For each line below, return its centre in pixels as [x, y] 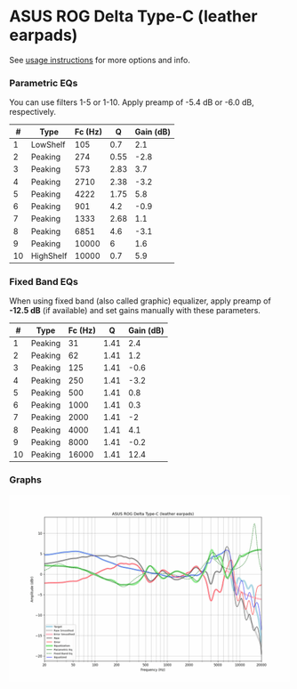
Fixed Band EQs [44, 281]
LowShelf [48, 144]
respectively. [32, 112]
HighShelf [49, 256]
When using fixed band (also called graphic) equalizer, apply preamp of [140, 301]
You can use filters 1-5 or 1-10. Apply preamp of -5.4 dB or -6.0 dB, [132, 102]
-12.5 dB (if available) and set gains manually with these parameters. [135, 311]
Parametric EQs [44, 83]
